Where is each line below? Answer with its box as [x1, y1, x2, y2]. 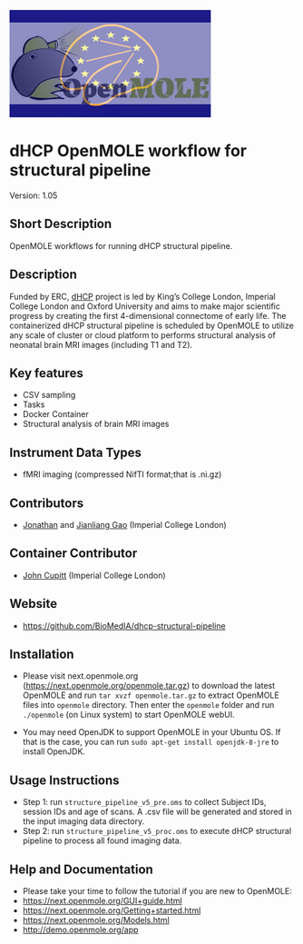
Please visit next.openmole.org [22, 671, 139, 681]
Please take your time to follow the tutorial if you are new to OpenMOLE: [22, 886, 292, 897]
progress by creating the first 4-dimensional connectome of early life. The [9, 310, 287, 321]
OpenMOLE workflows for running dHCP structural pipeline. [9, 240, 233, 251]
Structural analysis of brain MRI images [22, 419, 170, 430]
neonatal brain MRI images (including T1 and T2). [9, 339, 193, 350]
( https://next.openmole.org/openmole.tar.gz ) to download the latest [22, 681, 276, 691]
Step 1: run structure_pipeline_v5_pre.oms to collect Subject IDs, [22, 797, 267, 808]
